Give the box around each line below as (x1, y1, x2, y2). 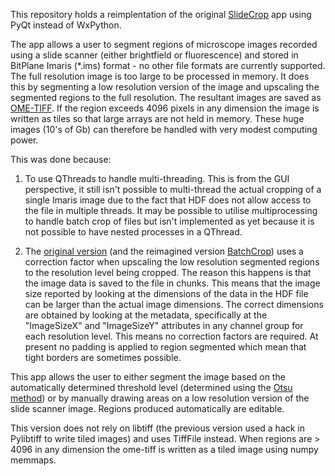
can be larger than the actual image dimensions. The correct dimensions (24, 299, 324, 310)
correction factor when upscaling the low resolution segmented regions (24, 256, 320, 268)
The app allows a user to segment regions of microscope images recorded (10, 39, 318, 50)
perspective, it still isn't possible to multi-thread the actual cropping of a (24, 184, 322, 195)
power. (10, 134, 39, 146)
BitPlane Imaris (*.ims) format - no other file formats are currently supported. (10, 60, 326, 71)
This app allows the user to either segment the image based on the (10, 371, 286, 383)
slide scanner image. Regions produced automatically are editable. (10, 403, 285, 414)
